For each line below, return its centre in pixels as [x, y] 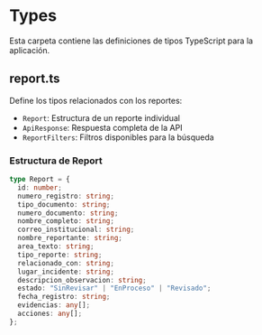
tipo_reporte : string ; [60, 255]
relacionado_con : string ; [66, 263]
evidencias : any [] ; [54, 305]
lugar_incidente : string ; [66, 272]
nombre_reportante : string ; [70, 238]
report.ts [35, 79]
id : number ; [40, 187]
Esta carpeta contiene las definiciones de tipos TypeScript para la [131, 41]
